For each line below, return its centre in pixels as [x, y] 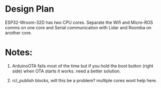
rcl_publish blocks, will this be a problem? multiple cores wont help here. [84, 80]
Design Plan [30, 9]
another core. [19, 33]
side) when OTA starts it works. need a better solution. [66, 71]
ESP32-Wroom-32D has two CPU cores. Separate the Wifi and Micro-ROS [79, 22]
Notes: [19, 53]
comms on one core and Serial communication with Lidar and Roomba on [78, 27]
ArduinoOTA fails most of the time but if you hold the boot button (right [83, 66]
